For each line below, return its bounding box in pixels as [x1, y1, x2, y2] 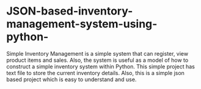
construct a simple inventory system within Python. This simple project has [6, 62, 196, 70]
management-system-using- [6, 17, 158, 31]
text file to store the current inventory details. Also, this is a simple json [6, 69, 185, 76]
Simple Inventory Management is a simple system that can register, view [6, 50, 188, 57]
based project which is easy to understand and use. [6, 76, 137, 83]
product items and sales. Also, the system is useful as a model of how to [6, 56, 189, 64]
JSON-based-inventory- [6, 4, 133, 18]
